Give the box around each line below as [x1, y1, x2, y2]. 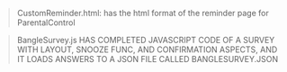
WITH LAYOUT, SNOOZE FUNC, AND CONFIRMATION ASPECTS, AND [16, 44, 278, 55]
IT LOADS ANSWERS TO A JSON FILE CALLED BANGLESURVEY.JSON [16, 54, 279, 64]
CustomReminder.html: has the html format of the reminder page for [16, 8, 269, 18]
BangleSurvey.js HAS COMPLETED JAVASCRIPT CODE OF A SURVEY [16, 35, 275, 45]
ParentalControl [16, 17, 76, 28]
